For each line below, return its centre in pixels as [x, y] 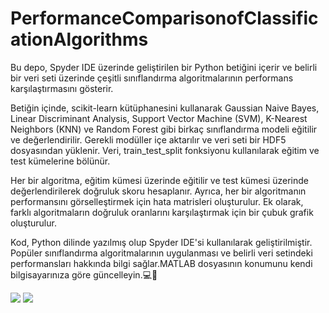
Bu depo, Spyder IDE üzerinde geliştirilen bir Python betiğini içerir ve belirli [164, 67]
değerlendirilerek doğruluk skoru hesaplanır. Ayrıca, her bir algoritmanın [158, 191]
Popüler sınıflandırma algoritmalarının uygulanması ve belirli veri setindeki [161, 253]
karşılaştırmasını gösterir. [62, 88]
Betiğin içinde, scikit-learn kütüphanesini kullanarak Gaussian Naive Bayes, [165, 108]
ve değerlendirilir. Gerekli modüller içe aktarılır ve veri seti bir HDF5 [148, 139]
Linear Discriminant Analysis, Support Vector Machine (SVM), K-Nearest [159, 118]
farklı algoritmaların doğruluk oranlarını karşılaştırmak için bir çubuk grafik [162, 212]
